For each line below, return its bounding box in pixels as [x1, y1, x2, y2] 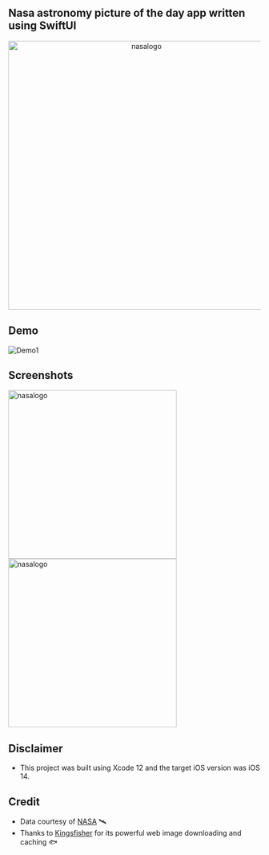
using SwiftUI [8, 19, 77, 33]
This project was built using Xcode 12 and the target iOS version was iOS [19, 763, 260, 773]
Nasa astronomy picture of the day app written [8, 6, 246, 20]
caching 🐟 [19, 837, 58, 847]
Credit [8, 795, 40, 808]
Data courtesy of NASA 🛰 [19, 816, 106, 826]
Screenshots [8, 368, 74, 382]
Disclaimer [8, 742, 63, 755]
